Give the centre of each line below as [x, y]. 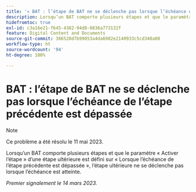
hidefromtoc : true [28, 22]
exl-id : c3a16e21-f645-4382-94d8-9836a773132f [64, 28]
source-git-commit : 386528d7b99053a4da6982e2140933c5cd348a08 [83, 39]
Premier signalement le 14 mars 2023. [52, 183]
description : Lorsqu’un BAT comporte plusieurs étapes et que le [87, 17]
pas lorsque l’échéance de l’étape [89, 102]
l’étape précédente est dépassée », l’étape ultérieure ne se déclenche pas [95, 165]
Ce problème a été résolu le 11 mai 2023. [55, 142]
